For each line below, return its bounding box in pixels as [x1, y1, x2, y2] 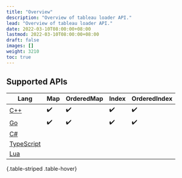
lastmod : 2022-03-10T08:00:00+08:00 [6, 32, 99, 38]
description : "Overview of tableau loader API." [6, 15, 132, 21]
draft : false [6, 37, 40, 43]
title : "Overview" [6, 9, 53, 15]
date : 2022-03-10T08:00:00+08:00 [6, 26, 91, 32]
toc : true [6, 54, 32, 60]
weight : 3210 [6, 49, 40, 55]
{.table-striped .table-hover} [6, 165, 77, 173]
